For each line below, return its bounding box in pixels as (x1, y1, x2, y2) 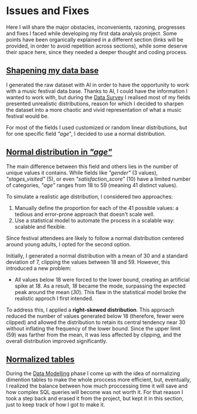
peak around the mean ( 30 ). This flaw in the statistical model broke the (14, 288, 186, 295)
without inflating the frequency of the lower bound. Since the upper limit (6, 325, 181, 332)
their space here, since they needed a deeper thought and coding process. (6, 48, 188, 55)
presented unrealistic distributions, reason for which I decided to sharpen (6, 100, 184, 107)
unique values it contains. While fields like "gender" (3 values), (6, 169, 158, 176)
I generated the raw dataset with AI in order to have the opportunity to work (6, 81, 189, 88)
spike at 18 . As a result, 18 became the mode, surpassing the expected (14, 282, 186, 289)
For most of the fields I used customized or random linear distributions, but (6, 123, 188, 131)
